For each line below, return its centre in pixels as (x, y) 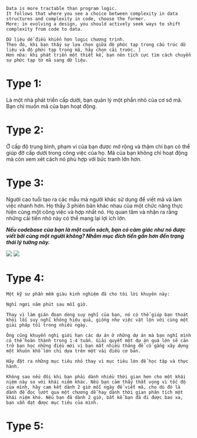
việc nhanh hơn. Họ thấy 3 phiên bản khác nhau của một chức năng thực (95, 205)
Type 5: (25, 426)
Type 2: (25, 130)
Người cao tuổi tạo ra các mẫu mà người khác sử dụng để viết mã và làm (94, 199)
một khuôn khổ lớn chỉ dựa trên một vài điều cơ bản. (74, 351)
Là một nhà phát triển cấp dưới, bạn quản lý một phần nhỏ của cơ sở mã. (94, 100)
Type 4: (25, 278)
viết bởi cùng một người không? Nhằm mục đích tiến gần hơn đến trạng (95, 236)
